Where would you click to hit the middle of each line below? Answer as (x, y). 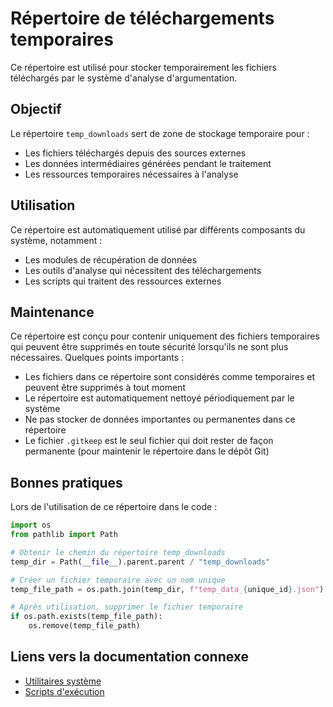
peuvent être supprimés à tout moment (105, 388)
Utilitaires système (63, 681)
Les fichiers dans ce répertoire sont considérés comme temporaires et (170, 377)
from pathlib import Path (64, 535)
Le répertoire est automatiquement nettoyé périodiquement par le (159, 398)
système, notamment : (56, 240)
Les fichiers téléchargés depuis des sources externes (135, 153)
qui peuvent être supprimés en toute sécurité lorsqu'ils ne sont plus (149, 347)
